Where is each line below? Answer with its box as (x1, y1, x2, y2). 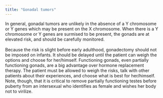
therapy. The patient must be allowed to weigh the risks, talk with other (5, 67, 150, 73)
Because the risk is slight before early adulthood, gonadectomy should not (5, 47, 157, 52)
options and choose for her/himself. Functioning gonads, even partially (5, 57, 149, 63)
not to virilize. (5, 88, 33, 94)
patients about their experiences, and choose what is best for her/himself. (5, 73, 156, 78)
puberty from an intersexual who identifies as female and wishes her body (5, 83, 157, 89)
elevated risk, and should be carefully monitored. (5, 36, 105, 42)
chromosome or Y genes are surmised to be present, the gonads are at (5, 31, 150, 37)
